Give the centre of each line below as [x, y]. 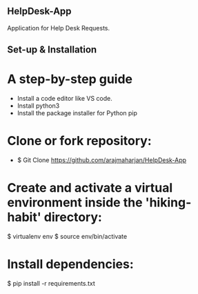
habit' [24, 217]
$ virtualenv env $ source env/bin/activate [67, 237]
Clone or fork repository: [79, 141]
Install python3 [38, 106]
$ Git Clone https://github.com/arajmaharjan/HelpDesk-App [102, 160]
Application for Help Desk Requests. [59, 28]
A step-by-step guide [70, 79]
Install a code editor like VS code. [65, 99]
